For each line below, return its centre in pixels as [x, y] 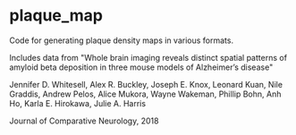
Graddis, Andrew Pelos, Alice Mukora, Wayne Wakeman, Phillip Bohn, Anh [145, 94]
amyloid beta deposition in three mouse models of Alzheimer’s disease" [141, 67]
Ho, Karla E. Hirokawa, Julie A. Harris [77, 103]
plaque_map [56, 16]
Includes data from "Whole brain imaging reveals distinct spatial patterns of [148, 57]
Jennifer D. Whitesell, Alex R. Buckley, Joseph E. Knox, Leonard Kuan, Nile [146, 84]
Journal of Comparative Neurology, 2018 [84, 121]
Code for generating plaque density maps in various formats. [122, 40]
